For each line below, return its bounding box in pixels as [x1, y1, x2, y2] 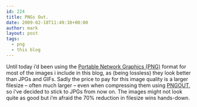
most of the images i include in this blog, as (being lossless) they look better [6, 69, 191, 76]
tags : [6, 36, 19, 42]
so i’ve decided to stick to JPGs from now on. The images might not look [6, 88, 183, 95]
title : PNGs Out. [6, 14, 49, 20]
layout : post [6, 31, 38, 36]
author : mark [6, 25, 38, 31]
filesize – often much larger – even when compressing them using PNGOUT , [6, 82, 191, 89]
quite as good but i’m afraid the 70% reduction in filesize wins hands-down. [6, 94, 190, 101]
